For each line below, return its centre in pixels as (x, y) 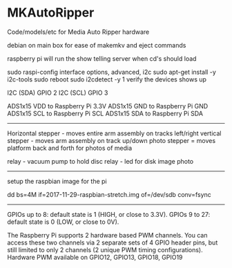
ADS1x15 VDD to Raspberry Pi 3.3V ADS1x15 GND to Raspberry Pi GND (108, 106)
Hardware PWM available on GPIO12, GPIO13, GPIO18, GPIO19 (95, 257)
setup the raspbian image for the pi (57, 181)
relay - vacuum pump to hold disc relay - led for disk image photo (100, 161)
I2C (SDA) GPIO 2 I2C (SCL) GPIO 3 (58, 93)
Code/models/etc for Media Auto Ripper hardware (78, 32)
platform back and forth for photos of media (70, 148)
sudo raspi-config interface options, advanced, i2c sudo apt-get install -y (112, 72)
